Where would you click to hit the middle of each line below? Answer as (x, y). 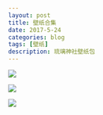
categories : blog (37, 37)
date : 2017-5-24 (35, 30)
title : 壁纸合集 (32, 23)
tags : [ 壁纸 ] (28, 45)
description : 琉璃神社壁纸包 (52, 52)
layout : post (29, 15)
